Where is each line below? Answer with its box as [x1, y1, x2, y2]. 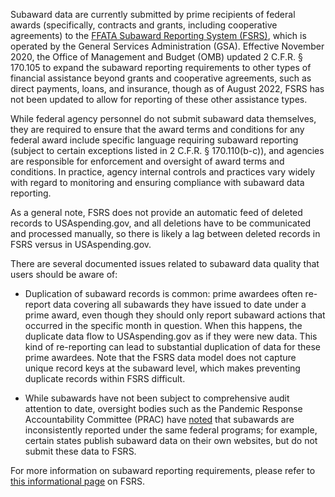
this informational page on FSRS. [10, 475, 145, 487]
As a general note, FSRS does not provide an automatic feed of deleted [10, 207, 303, 218]
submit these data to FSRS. [24, 445, 137, 457]
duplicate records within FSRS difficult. [24, 373, 186, 384]
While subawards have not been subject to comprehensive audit [24, 392, 290, 404]
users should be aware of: [10, 269, 118, 280]
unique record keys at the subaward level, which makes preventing [24, 362, 301, 374]
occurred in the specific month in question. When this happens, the [24, 320, 303, 331]
